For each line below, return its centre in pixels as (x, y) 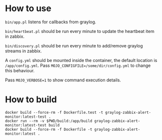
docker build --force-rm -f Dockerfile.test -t (54, 112)
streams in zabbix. (24, 51)
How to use (28, 8)
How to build (31, 100)
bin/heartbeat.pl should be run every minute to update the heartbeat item (80, 31)
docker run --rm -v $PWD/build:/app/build (49, 121)
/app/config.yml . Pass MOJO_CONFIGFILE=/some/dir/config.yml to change (78, 65)
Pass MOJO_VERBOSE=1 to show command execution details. (63, 80)
